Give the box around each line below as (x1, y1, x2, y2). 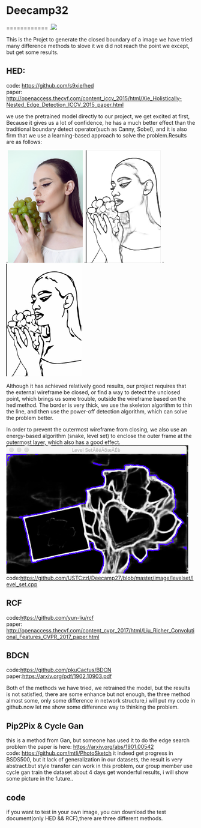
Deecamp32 (6, 4, 69, 17)
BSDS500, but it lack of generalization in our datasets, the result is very (6, 756, 183, 763)
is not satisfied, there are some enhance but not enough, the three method (6, 691, 190, 698)
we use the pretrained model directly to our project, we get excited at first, (6, 112, 190, 120)
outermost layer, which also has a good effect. (6, 439, 121, 446)
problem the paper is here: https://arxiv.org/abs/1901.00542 (6, 743, 154, 751)
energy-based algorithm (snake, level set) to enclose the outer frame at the (6, 432, 192, 439)
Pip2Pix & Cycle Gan (6, 721, 84, 731)
